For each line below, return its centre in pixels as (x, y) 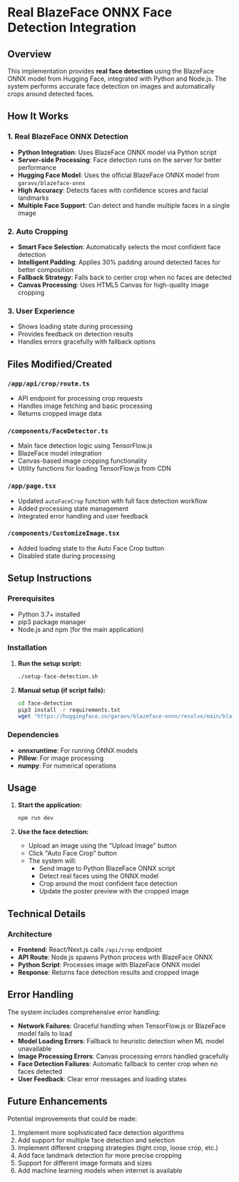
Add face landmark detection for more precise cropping (100, 1155)
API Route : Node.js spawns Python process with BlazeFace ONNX (115, 957)
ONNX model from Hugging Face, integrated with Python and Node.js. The (117, 79)
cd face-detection (45, 703)
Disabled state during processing (66, 556)
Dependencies (33, 735)
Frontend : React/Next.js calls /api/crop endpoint (90, 950)
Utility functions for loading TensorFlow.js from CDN (94, 469)
